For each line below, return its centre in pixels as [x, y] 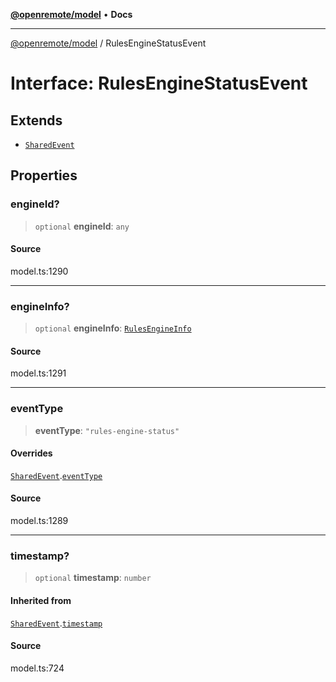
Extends [36, 120]
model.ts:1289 [39, 521]
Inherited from [41, 600]
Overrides [31, 453]
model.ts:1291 [38, 373]
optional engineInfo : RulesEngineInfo [113, 328]
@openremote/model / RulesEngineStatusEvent [108, 43]
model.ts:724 [37, 668]
